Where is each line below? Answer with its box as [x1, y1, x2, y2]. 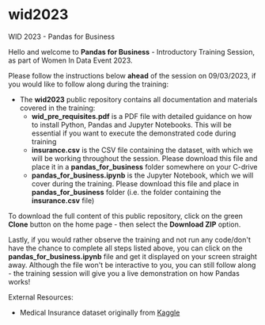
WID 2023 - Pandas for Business [8, 32, 115, 41]
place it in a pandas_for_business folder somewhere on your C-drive [31, 162, 259, 171]
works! [8, 277, 31, 286]
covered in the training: [19, 103, 96, 113]
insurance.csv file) [31, 196, 95, 205]
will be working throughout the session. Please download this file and [31, 153, 258, 163]
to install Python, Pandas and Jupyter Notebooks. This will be [31, 120, 232, 129]
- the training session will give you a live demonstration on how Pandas [8, 268, 240, 278]
